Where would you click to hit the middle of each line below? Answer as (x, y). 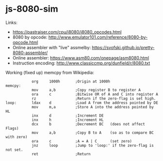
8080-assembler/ (30, 53)
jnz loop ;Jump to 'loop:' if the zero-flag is (92, 145)
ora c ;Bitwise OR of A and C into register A (95, 94)
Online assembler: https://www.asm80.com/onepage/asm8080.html (81, 58)
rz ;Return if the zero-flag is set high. (94, 99)
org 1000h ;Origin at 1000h (71, 81)
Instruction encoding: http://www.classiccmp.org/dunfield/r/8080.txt (81, 63)
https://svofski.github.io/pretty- (123, 47)
